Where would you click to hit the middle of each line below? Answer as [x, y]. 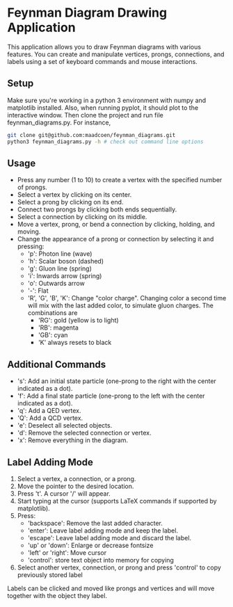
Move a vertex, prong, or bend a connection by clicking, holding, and [116, 225]
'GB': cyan [53, 335]
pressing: [31, 246]
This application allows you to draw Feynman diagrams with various [104, 47]
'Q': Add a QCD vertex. [50, 418]
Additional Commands [57, 364]
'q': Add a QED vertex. [49, 411]
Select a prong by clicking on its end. [70, 202]
